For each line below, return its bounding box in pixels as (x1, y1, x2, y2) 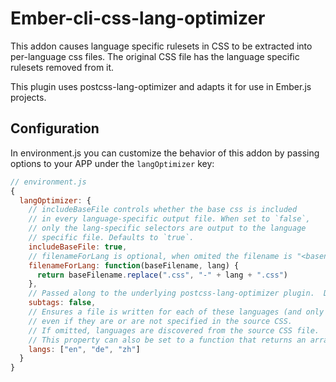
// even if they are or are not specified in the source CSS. (28, 316, 293, 326)
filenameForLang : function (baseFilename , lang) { (28, 260, 240, 271)
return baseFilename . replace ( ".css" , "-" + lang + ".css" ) (36, 270, 288, 280)
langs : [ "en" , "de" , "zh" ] (28, 344, 141, 354)
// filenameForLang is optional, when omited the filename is (28, 251, 293, 261)
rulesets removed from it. (10, 61, 115, 73)
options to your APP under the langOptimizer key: (10, 157, 215, 169)
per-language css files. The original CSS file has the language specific (10, 50, 300, 62)
